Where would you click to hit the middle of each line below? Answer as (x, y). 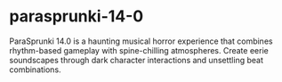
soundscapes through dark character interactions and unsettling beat (137, 60)
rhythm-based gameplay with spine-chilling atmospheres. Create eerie (139, 50)
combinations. (35, 70)
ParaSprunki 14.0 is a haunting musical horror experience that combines (141, 41)
